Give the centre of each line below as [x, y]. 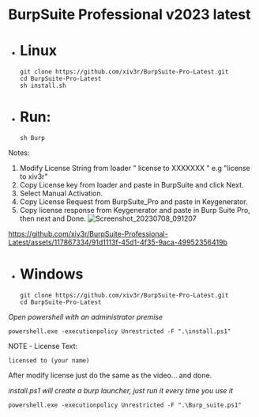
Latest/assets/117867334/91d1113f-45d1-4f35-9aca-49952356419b [118, 242]
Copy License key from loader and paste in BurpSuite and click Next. [131, 185]
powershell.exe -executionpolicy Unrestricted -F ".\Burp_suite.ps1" [125, 405]
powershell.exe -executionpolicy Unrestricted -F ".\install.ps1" [120, 332]
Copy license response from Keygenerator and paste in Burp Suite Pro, [135, 210]
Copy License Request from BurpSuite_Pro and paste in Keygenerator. [134, 202]
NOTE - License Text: [43, 346]
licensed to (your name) [49, 361]
